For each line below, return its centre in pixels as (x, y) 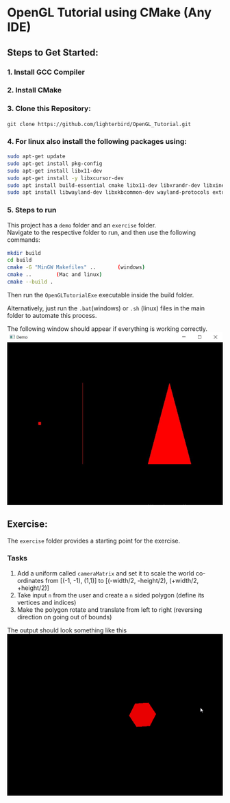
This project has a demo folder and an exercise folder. (82, 225)
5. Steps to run (32, 210)
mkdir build (24, 253)
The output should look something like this (67, 630)
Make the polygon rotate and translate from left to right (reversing (110, 609)
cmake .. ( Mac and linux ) (55, 275)
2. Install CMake (35, 90)
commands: (24, 239)
